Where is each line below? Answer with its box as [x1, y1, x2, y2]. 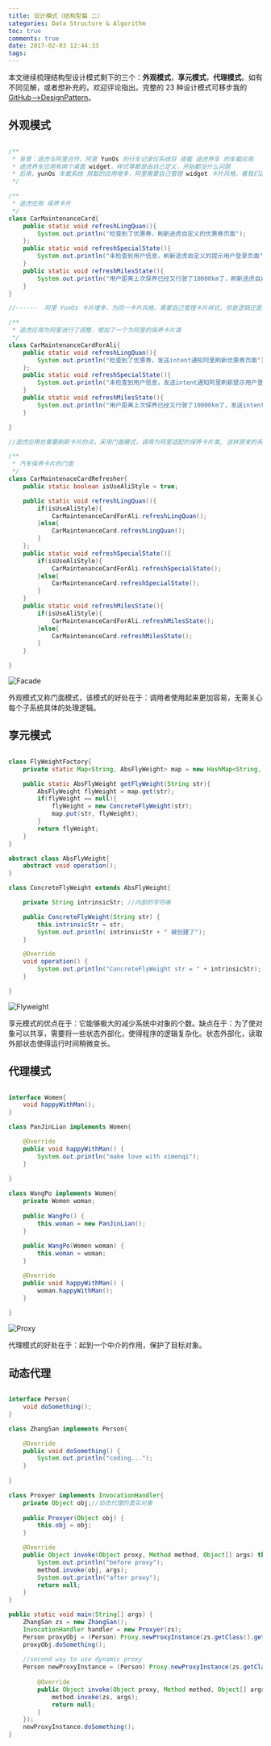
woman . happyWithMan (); [37, 1286, 114, 1295]
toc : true [8, 27, 42, 35]
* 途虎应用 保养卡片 [11, 199, 71, 208]
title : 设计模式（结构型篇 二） [8, 11, 104, 20]
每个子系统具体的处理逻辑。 [8, 703, 101, 712]
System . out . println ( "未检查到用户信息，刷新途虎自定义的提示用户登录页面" [37, 252, 264, 261]
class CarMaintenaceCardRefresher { [8, 475, 128, 483]
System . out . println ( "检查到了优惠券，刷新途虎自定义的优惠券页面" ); [37, 229, 247, 238]
